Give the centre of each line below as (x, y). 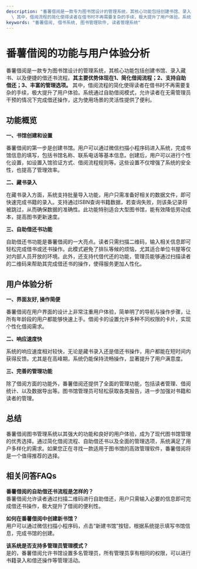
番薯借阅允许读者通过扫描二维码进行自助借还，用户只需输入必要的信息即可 (96, 499)
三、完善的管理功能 (29, 371)
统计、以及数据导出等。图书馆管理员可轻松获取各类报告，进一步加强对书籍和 (98, 391)
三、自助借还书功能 (29, 229)
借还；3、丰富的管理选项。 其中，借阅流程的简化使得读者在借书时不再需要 (96, 85)
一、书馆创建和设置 (29, 136)
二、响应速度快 (24, 338)
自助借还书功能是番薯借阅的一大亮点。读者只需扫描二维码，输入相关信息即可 (98, 242)
